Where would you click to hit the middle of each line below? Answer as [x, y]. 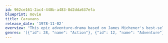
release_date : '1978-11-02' [34, 23]
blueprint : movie [23, 14]
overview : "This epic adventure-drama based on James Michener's [74, 28]
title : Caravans [22, 19]
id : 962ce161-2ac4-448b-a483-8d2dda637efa [50, 10]
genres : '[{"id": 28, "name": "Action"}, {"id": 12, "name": [70, 33]
